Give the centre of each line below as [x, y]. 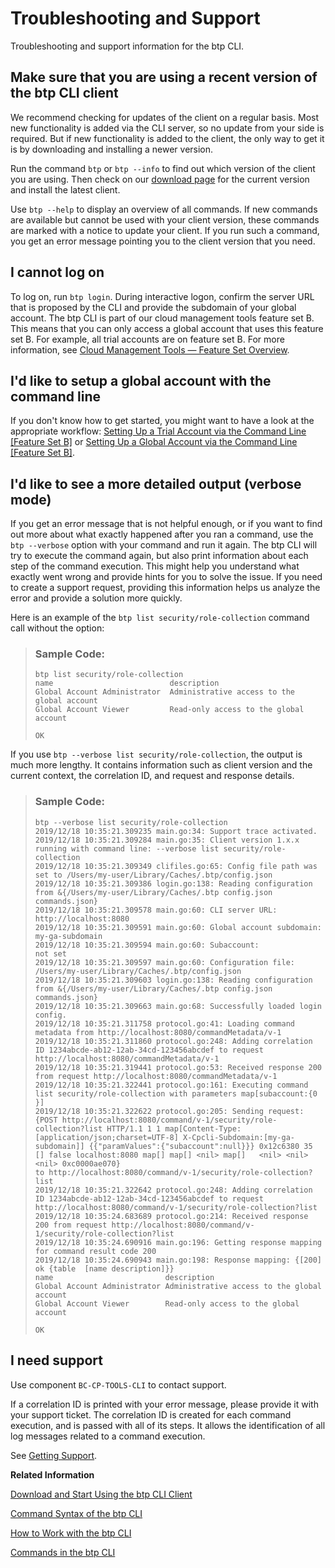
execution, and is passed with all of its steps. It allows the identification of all [168, 1425]
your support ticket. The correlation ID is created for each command [151, 1414]
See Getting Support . [54, 1455]
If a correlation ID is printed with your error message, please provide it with [164, 1404]
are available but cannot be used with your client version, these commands [165, 219]
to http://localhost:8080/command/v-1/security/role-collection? [173, 1172]
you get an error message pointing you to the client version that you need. [163, 241]
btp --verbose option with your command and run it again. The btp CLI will [164, 545]
